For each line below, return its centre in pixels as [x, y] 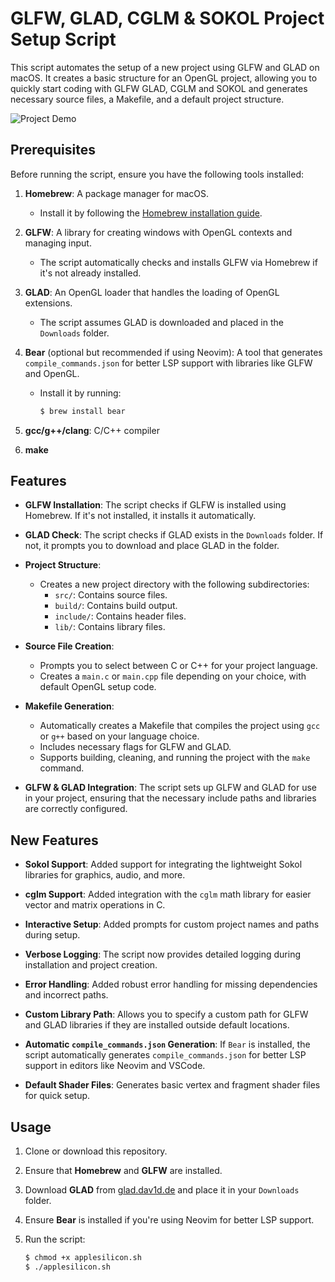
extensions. [48, 303]
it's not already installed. [90, 273]
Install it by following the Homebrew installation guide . [151, 213]
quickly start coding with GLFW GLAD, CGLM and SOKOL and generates [159, 88]
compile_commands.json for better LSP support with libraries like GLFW [168, 363]
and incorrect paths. [66, 995]
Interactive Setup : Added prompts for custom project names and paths [172, 924]
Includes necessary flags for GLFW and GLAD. [135, 747]
